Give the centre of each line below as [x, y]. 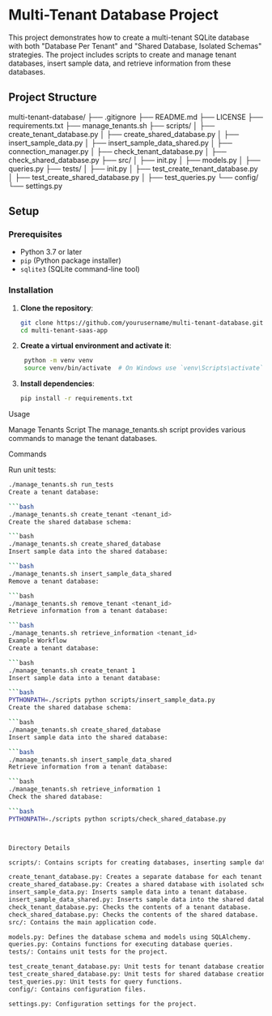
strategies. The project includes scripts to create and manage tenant [123, 54]
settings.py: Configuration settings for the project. [103, 1004]
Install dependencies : [57, 384]
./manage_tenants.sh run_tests [61, 485]
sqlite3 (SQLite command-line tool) [80, 269]
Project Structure [53, 98]
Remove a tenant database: [54, 581]
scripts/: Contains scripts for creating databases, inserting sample [130, 862]
